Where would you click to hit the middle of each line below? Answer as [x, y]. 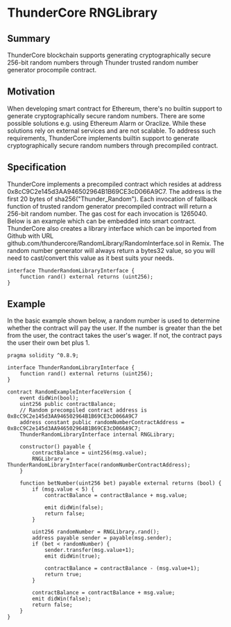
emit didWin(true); [72, 556]
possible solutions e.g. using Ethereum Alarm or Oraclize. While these [107, 123]
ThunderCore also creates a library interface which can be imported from [112, 228]
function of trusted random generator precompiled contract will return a [110, 206]
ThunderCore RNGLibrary [83, 13]
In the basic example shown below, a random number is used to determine [113, 320]
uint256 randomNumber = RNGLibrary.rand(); [96, 532]
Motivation [31, 92]
